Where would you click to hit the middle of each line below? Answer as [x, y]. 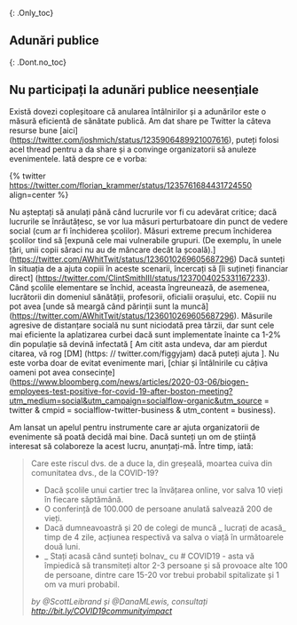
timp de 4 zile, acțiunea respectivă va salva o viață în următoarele [164, 537]
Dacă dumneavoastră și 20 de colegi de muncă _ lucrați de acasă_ [165, 527]
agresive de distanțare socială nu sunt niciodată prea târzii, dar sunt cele [142, 325]
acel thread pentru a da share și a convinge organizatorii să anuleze [133, 149]
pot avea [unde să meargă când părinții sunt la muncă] [109, 306]
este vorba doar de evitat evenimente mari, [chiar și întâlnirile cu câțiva [139, 362]
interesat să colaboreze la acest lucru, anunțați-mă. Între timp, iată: [131, 446]
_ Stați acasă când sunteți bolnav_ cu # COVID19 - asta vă [149, 556]
